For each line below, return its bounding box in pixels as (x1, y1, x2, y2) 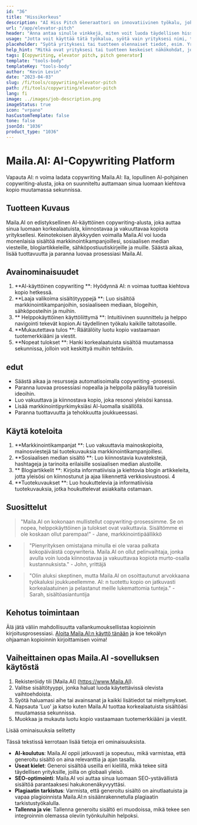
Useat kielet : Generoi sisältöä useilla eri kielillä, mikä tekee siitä (14, 762, 168, 769)
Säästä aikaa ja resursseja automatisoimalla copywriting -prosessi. (14, 378, 176, 385)
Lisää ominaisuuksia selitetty (6, 727, 76, 734)
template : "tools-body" (6, 58, 64, 64)
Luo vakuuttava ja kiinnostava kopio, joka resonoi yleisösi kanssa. (14, 396, 173, 403)
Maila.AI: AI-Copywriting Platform (6, 154, 175, 168)
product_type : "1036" (6, 129, 59, 135)
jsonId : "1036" (6, 123, 43, 129)
